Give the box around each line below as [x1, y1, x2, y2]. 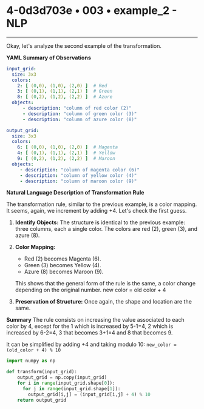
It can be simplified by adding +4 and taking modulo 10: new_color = [6, 341, 177, 348]
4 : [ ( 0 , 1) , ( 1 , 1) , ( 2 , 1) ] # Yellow [17, 150, 115, 156]
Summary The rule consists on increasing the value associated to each [6, 316, 185, 324]
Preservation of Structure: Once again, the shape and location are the [15, 298, 192, 305]
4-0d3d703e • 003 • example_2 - [6, 4, 177, 18]
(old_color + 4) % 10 [6, 347, 61, 353]
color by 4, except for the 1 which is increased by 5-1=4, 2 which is [6, 322, 174, 330]
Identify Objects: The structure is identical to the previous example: [15, 219, 185, 226]
